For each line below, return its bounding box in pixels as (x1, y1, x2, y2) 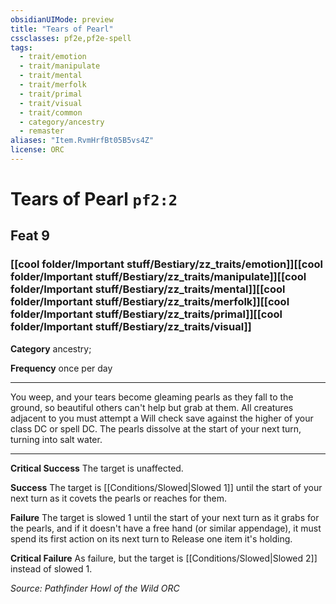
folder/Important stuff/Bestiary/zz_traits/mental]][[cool (10, 282, 286, 296)
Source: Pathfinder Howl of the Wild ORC (10, 582, 180, 594)
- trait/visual (19, 98, 83, 108)
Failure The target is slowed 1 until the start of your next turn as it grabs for (10, 511, 320, 523)
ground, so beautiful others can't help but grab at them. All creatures (10, 401, 294, 413)
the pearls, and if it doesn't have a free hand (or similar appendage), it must (10, 522, 322, 534)
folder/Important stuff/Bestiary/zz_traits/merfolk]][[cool (10, 295, 290, 309)
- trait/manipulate (19, 61, 101, 71)
